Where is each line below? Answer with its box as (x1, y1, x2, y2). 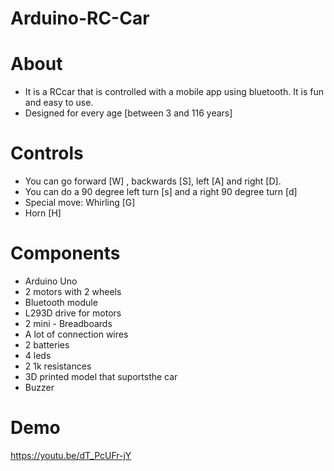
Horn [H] (24, 207, 62, 219)
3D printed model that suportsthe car (24, 371, 178, 382)
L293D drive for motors (24, 307, 122, 319)
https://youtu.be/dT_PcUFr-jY (10, 449, 132, 461)
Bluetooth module (24, 297, 98, 308)
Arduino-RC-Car (10, 7, 150, 30)
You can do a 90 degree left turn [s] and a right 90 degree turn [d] (24, 186, 298, 198)
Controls (10, 142, 84, 165)
